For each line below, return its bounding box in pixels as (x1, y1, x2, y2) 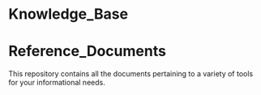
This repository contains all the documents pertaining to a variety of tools (8, 69, 254, 79)
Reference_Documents (8, 42, 166, 61)
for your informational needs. (8, 78, 105, 88)
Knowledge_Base (8, 5, 128, 24)
